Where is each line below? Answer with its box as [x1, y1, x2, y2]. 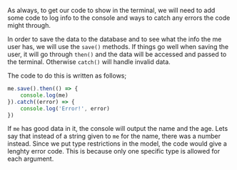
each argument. [7, 154, 54, 163]
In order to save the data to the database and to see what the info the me [7, 35, 222, 43]
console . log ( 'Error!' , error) [20, 105, 111, 112]
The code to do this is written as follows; [7, 71, 127, 80]
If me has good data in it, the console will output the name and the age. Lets [7, 124, 228, 133]
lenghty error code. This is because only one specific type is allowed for [7, 147, 220, 156]
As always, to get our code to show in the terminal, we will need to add [7, 6, 216, 14]
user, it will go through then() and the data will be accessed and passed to [7, 50, 227, 58]
